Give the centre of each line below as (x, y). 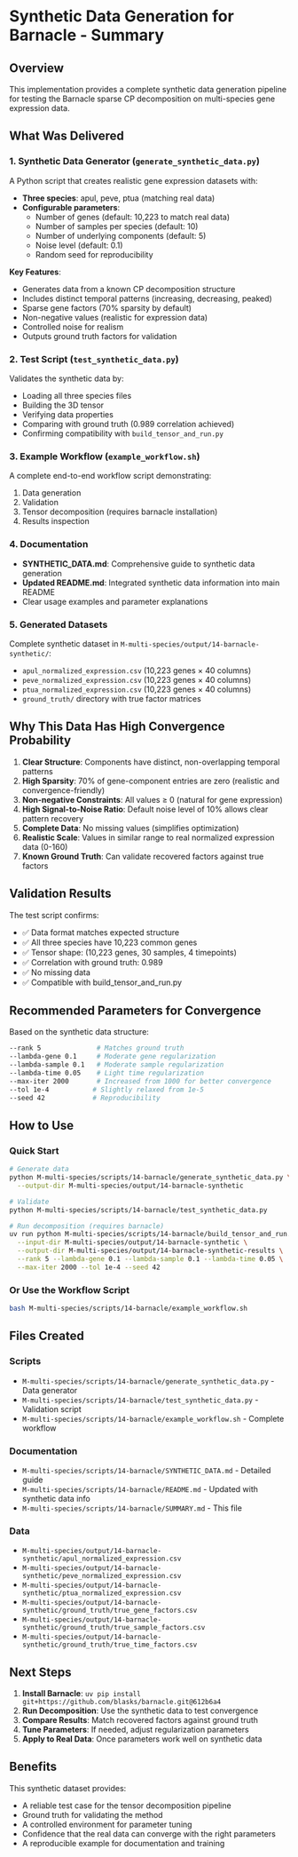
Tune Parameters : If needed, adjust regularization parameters (136, 1730)
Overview (37, 68)
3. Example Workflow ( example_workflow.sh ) (105, 456)
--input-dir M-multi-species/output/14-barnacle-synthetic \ (133, 1242)
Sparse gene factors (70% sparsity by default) (107, 307)
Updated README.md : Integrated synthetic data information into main (151, 583)
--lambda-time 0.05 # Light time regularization (106, 1073)
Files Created (47, 1336)
